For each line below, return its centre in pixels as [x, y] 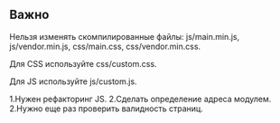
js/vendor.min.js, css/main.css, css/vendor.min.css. [105, 46]
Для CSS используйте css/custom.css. [83, 63]
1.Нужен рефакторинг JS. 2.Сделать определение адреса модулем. [140, 99]
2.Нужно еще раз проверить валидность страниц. [106, 109]
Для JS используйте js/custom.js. [73, 81]
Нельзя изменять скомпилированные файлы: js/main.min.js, [125, 36]
